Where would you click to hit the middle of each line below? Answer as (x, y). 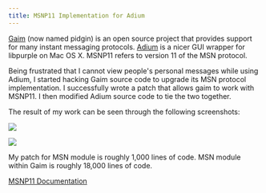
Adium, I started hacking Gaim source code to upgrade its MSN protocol (127, 79)
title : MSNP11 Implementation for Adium (77, 16)
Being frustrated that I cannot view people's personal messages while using (133, 71)
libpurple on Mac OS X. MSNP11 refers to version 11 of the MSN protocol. (128, 55)
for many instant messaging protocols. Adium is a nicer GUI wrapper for (127, 47)
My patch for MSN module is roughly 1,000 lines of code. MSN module (125, 157)
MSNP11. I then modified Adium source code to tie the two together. (120, 96)
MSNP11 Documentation (48, 181)
